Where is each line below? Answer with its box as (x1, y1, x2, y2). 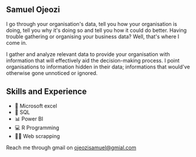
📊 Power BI (14, 115, 44, 122)
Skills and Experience (6, 87, 87, 97)
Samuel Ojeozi (6, 5, 60, 15)
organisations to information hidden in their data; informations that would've (6, 63, 190, 70)
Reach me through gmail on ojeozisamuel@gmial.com (6, 144, 137, 151)
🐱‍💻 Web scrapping (14, 132, 60, 139)
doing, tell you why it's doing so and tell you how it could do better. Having (6, 27, 187, 34)
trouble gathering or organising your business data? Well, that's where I (6, 32, 180, 40)
